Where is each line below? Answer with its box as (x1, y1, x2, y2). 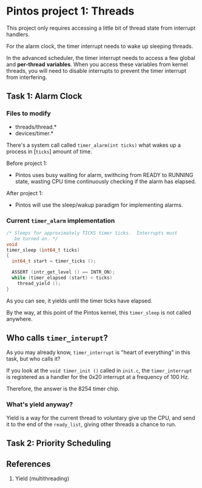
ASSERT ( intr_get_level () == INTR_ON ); (12, 269, 115, 275)
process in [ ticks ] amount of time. (6, 147, 92, 155)
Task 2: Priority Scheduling (6, 438, 111, 449)
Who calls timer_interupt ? (6, 333, 108, 343)
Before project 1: (6, 159, 47, 167)
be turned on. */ (14, 235, 59, 242)
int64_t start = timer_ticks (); (12, 258, 96, 264)
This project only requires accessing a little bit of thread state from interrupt (6, 24, 196, 32)
